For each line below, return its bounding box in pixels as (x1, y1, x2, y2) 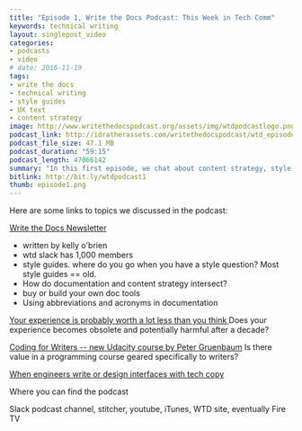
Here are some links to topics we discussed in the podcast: (9, 205, 228, 216)
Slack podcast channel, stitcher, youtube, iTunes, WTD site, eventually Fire (9, 404, 286, 415)
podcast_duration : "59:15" (9, 147, 111, 156)
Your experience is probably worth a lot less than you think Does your (9, 315, 268, 326)
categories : (9, 38, 54, 48)
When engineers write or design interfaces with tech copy (9, 369, 225, 380)
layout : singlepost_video (9, 30, 106, 39)
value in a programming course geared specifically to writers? (9, 352, 239, 363)
